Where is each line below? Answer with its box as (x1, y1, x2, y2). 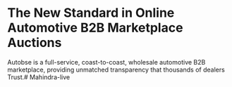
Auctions (7, 35, 62, 51)
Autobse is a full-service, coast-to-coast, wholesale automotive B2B (7, 58, 206, 66)
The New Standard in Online (7, 5, 175, 21)
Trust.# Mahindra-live (7, 72, 71, 81)
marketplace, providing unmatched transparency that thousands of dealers (7, 65, 226, 74)
